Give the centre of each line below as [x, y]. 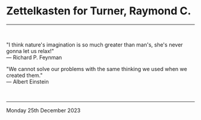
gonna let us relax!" [30, 51]
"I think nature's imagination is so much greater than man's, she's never [95, 44]
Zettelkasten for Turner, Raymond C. [99, 11]
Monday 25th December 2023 [43, 110]
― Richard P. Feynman [34, 57]
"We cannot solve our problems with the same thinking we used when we [97, 69]
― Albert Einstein [28, 81]
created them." [25, 75]
